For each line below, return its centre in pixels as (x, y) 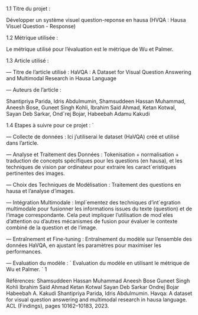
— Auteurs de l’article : (34, 90)
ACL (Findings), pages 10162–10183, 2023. (58, 306)
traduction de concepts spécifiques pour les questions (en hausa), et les (94, 161)
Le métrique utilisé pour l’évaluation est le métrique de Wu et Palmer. (90, 49)
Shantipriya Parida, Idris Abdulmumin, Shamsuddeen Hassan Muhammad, (96, 101)
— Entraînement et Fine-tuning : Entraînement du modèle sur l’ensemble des (99, 239)
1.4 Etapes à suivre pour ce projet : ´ (50, 125)
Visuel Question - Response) (41, 26)
